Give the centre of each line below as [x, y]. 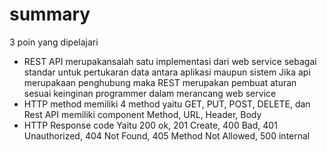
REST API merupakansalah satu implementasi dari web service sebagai [170, 61]
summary [50, 14]
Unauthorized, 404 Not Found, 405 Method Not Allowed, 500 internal [167, 135]
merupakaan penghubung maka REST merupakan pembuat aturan [160, 82]
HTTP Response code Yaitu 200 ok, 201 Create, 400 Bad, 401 [150, 125]
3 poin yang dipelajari [54, 42]
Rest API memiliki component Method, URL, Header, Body [142, 114]
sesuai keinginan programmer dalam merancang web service [150, 93]
